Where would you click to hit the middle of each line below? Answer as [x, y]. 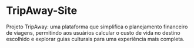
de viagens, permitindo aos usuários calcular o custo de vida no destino [93, 32]
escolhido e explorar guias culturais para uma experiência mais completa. [96, 39]
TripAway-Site [42, 11]
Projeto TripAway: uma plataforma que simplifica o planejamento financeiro [97, 27]
